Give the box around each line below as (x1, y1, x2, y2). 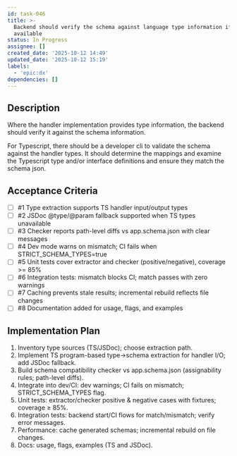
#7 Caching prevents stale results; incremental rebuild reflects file (17, 288, 209, 297)
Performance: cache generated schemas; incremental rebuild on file (17, 426, 217, 434)
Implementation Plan (7, 325, 101, 337)
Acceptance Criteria (7, 185, 98, 197)
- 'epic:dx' (13, 69, 49, 76)
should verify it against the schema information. (7, 128, 146, 137)
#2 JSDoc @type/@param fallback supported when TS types (17, 211, 196, 220)
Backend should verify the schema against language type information (13, 23, 222, 30)
